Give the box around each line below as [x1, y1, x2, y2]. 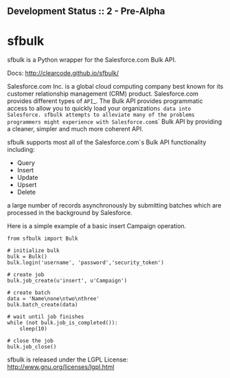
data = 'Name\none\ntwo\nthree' [7, 296, 100, 302]
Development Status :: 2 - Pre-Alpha [7, 5, 165, 17]
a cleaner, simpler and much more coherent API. [7, 125, 143, 133]
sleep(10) [19, 326, 48, 333]
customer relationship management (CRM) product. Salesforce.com [7, 89, 199, 98]
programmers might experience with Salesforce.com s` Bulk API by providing [7, 118, 222, 126]
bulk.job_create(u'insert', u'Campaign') [7, 278, 128, 285]
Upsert [16, 181, 37, 189]
